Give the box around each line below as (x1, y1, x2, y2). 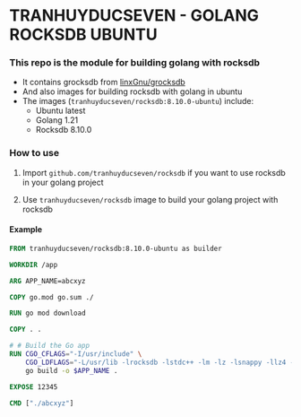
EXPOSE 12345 (9, 382, 58, 391)
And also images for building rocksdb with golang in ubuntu (21, 86, 243, 97)
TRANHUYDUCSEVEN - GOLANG (9, 5, 260, 26)
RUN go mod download (9, 308, 87, 318)
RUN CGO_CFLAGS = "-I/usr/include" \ (9, 350, 142, 359)
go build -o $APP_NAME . (25, 366, 118, 375)
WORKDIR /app (9, 260, 58, 269)
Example (9, 224, 43, 235)
